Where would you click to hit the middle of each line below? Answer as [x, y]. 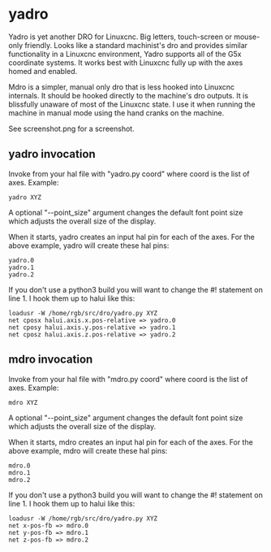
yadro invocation [52, 154]
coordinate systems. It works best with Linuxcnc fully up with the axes [126, 63]
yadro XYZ [25, 197]
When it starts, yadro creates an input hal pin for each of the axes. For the [132, 237]
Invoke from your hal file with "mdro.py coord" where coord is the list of [128, 379]
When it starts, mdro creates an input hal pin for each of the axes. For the [131, 442]
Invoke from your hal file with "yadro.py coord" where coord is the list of [129, 174]
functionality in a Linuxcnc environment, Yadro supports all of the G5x [125, 54]
